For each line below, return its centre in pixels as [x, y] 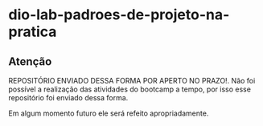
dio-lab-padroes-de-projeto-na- [119, 15]
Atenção [30, 61]
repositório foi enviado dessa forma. [68, 98]
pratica [33, 32]
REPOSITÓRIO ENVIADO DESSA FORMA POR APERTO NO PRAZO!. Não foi [132, 81]
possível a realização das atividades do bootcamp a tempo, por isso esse [130, 89]
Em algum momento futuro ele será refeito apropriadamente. [109, 113]
